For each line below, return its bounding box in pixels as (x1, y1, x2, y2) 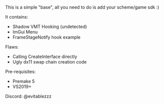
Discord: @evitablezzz (5, 93, 52, 99)
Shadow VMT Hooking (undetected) (12, 23, 87, 29)
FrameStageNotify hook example (12, 34, 81, 40)
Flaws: (5, 44, 19, 49)
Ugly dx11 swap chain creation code (12, 59, 87, 64)
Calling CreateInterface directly (12, 53, 77, 59)
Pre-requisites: (5, 68, 36, 74)
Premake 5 (12, 78, 35, 84)
